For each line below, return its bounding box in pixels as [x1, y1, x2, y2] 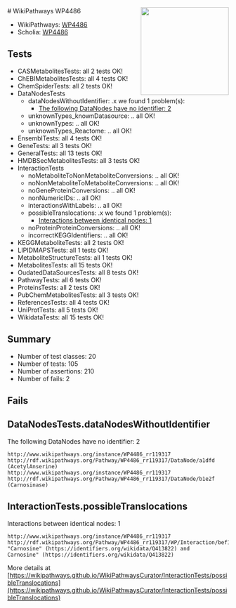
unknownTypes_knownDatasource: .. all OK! [27, 112, 156, 120]
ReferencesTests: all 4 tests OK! [17, 298, 110, 306]
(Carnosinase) [7, 481, 49, 489]
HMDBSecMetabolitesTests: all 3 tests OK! [17, 156, 140, 164]
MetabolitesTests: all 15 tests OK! [17, 260, 113, 269]
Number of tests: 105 [17, 359, 79, 368]
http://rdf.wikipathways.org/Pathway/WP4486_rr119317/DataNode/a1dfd [7, 456, 216, 464]
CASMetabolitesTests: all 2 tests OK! [17, 67, 123, 75]
